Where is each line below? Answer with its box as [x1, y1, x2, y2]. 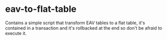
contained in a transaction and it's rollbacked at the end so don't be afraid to [5, 25, 163, 31]
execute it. [5, 30, 27, 36]
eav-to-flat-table [5, 3, 77, 15]
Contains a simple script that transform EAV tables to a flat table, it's [5, 20, 146, 26]
